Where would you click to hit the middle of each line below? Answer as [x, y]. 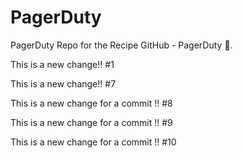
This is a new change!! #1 [62, 64]
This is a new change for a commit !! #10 [93, 142]
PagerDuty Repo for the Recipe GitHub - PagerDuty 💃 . [121, 45]
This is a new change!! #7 [63, 83]
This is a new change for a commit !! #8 [91, 103]
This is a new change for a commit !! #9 [91, 122]
